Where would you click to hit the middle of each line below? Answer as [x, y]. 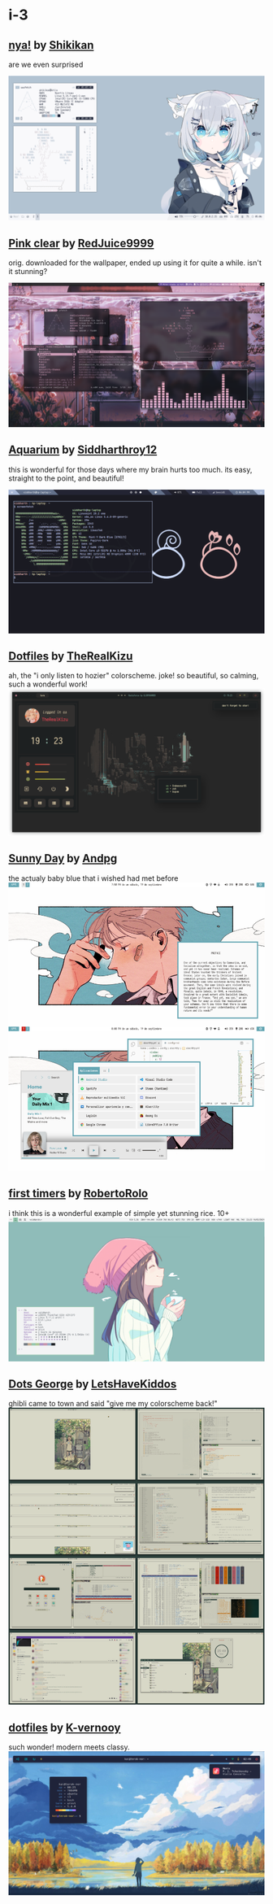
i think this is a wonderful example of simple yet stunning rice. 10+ [119, 1213]
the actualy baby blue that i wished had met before [93, 878]
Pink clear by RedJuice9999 [81, 243]
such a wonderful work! [48, 684]
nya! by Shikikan [51, 45]
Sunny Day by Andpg [63, 858]
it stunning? [28, 272]
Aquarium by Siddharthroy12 [83, 450]
